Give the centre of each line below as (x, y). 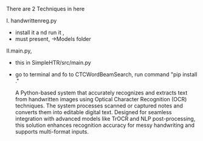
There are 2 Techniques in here (46, 9)
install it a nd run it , (40, 32)
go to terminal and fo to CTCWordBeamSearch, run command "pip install (106, 74)
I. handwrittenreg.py (32, 20)
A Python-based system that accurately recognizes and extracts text (101, 93)
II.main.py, (19, 51)
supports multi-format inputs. (52, 132)
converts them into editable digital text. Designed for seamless (93, 112)
